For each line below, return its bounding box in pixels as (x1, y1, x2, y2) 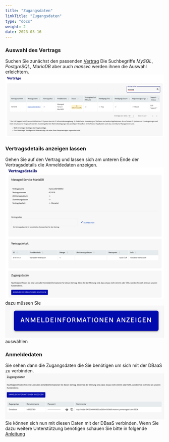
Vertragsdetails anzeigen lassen (5, 145, 87, 152)
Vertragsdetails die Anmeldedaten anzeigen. (5, 162, 97, 168)
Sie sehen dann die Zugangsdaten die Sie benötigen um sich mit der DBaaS (5, 362, 162, 368)
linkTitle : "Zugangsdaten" (5, 13, 62, 19)
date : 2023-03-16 (5, 29, 42, 35)
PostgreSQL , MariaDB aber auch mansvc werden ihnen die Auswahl (5, 64, 147, 70)
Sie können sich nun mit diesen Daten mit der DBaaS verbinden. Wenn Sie (5, 420, 159, 426)
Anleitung (5, 431, 25, 437)
